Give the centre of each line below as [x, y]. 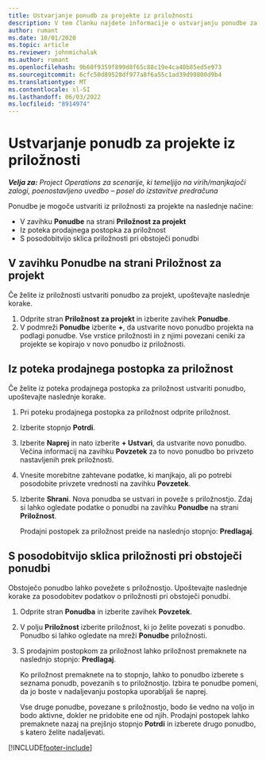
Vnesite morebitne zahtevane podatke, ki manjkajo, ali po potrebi [125, 475]
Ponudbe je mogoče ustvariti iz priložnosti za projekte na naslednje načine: [131, 206]
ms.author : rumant [39, 60]
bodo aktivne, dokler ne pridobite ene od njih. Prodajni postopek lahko [135, 715]
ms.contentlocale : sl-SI [49, 89]
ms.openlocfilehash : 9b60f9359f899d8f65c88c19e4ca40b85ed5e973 [115, 68]
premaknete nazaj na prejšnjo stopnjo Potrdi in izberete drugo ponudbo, [138, 723]
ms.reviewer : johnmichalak [53, 52]
